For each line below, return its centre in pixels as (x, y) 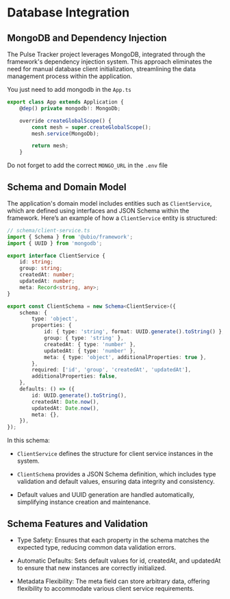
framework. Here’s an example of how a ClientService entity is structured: (112, 218)
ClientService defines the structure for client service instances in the (115, 454)
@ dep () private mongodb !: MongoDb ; (70, 108)
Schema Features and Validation (78, 523)
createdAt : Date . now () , (65, 402)
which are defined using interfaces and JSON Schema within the (98, 210)
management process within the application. (69, 76)
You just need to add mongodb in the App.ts (69, 89)
